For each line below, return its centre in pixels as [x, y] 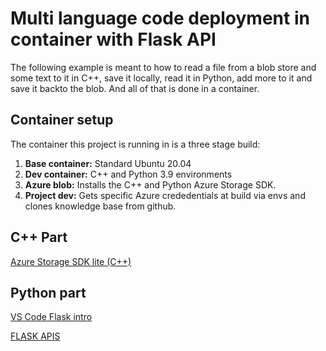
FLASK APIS [35, 336]
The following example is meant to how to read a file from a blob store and [163, 67]
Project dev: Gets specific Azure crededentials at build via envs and [165, 195]
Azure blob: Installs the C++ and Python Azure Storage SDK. [150, 184]
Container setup [62, 120]
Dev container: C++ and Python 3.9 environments [128, 174]
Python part [48, 292]
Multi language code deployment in [160, 18]
